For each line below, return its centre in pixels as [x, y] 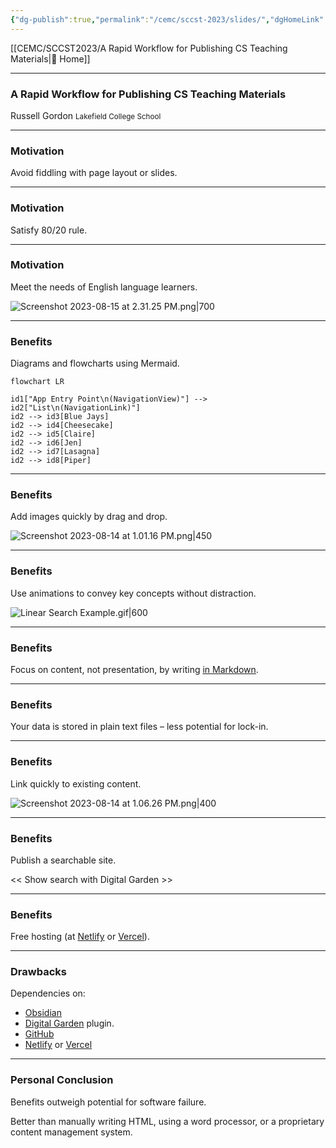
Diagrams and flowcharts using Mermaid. [95, 363]
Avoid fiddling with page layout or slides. [94, 173]
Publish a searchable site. [63, 860]
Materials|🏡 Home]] [50, 58]
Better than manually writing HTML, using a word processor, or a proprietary [167, 1121]
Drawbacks [38, 972]
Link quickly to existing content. [76, 783]
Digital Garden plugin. [69, 1023]
